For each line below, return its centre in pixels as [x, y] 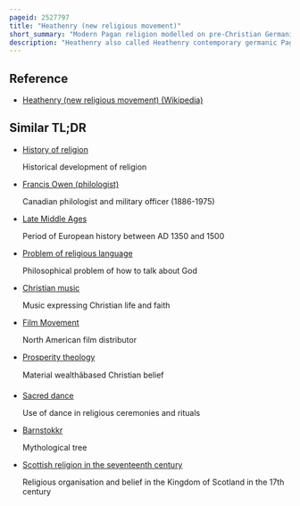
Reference [39, 78]
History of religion [55, 149]
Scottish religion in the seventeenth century [102, 464]
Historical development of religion [84, 167]
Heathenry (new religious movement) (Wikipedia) [112, 100]
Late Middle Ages [54, 219]
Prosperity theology [58, 357]
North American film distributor [79, 339]
